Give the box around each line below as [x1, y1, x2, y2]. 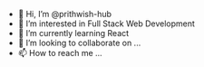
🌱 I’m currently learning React [17, 28, 130, 38]
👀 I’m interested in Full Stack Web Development [17, 18, 195, 29]
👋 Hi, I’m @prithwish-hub [17, 9, 112, 19]
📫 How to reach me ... [17, 48, 102, 58]
